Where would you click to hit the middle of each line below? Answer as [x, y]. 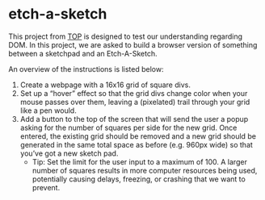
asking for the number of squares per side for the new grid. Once [128, 127]
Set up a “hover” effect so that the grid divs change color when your [134, 93]
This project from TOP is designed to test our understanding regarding [126, 36]
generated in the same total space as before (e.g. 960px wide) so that [136, 144]
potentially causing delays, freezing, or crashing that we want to [139, 179]
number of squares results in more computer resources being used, [145, 170]
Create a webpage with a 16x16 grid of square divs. [105, 85]
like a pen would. [48, 110]
